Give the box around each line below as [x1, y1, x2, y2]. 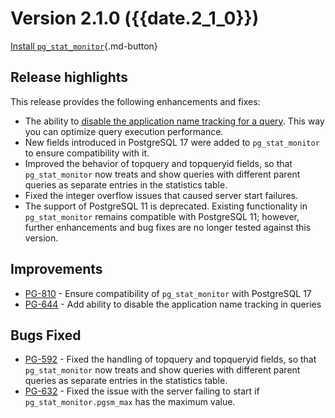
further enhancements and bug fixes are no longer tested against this [24, 221, 312, 233]
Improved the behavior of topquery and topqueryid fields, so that [24, 157, 293, 169]
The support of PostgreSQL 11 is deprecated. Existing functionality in [24, 200, 308, 212]
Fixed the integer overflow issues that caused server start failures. [24, 189, 299, 201]
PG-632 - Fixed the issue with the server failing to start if [24, 385, 260, 397]
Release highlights [10, 69, 129, 86]
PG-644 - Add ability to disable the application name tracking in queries [24, 298, 322, 310]
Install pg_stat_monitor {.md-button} [10, 40, 158, 52]
